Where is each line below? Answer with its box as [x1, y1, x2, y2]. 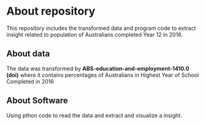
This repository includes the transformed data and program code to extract [6, 24, 196, 32]
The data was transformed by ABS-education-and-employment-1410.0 [6, 65, 190, 72]
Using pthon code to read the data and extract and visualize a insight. [6, 112, 182, 119]
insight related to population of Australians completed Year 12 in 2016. [6, 30, 183, 38]
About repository [6, 4, 96, 18]
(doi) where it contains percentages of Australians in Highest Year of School [6, 71, 199, 79]
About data [6, 49, 50, 59]
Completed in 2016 [6, 77, 54, 85]
